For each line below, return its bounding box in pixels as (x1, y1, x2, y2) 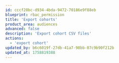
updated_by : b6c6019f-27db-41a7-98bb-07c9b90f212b (5, 45, 114, 50)
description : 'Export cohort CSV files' (5, 31, 92, 36)
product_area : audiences (5, 21, 58, 27)
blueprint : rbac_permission (5, 12, 65, 17)
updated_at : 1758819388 (5, 50, 56, 55)
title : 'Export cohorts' (5, 17, 58, 22)
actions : (5, 36, 24, 41)
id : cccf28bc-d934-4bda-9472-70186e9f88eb (5, 7, 96, 13)
